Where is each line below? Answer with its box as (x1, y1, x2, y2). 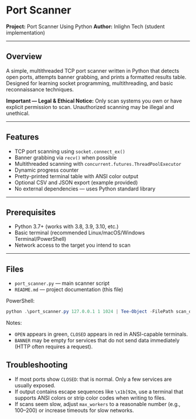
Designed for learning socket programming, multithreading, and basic (6, 80, 173, 87)
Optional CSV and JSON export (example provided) (14, 179, 138, 186)
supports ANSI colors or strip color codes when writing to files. (14, 394, 166, 401)
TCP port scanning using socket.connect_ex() (14, 148, 125, 155)
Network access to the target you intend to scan (14, 241, 131, 249)
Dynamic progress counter (14, 166, 79, 173)
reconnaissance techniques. (6, 86, 74, 93)
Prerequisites (6, 207, 56, 217)
